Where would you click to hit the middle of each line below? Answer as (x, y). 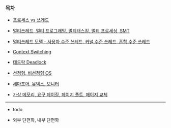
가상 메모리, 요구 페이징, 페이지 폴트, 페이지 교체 (60, 94)
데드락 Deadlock (30, 62)
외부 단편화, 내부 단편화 (36, 120)
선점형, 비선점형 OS (32, 73)
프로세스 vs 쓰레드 (31, 20)
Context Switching (32, 52)
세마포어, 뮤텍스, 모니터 (36, 84)
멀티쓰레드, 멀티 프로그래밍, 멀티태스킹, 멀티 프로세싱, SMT (71, 31)
